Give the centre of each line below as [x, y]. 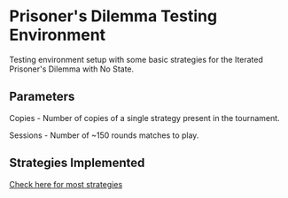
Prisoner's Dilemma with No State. [72, 69]
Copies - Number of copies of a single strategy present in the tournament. [145, 118]
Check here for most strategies [66, 184]
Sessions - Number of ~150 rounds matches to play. [104, 135]
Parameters [42, 97]
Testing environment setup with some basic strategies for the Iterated [136, 59]
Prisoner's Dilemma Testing [113, 16]
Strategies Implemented [77, 163]
